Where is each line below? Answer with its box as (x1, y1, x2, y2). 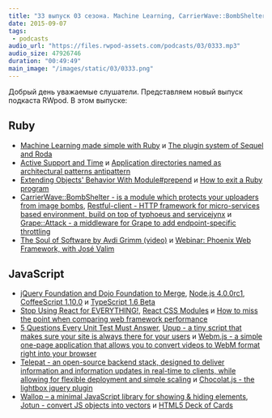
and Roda (19, 149, 53, 159)
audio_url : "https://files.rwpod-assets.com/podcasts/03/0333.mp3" (8, 42, 241, 50)
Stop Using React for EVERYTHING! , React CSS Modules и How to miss (19, 305, 258, 316)
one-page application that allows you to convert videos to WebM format (19, 340, 261, 350)
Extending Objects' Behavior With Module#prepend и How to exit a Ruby (19, 175, 263, 185)
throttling (19, 226, 51, 236)
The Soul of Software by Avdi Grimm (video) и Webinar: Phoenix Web (19, 235, 252, 245)
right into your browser (19, 349, 97, 359)
